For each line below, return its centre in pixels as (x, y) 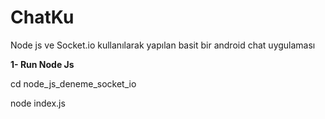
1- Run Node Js (42, 64)
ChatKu (42, 17)
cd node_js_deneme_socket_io (73, 83)
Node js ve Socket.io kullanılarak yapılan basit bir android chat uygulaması (163, 45)
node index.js (38, 103)
